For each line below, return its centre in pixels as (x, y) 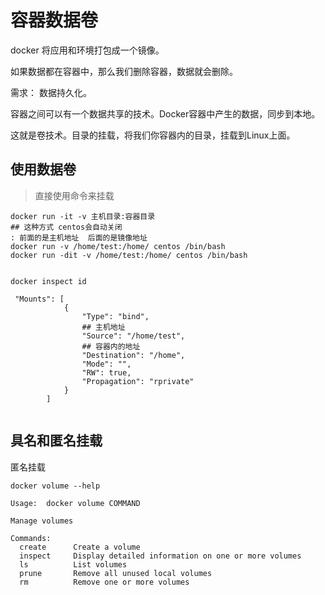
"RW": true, (106, 372)
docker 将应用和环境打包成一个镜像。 (87, 50)
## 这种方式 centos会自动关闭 (66, 227)
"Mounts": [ (39, 299)
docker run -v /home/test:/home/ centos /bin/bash (118, 246)
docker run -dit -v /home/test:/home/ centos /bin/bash (129, 255)
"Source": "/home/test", (133, 336)
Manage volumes (42, 521)
